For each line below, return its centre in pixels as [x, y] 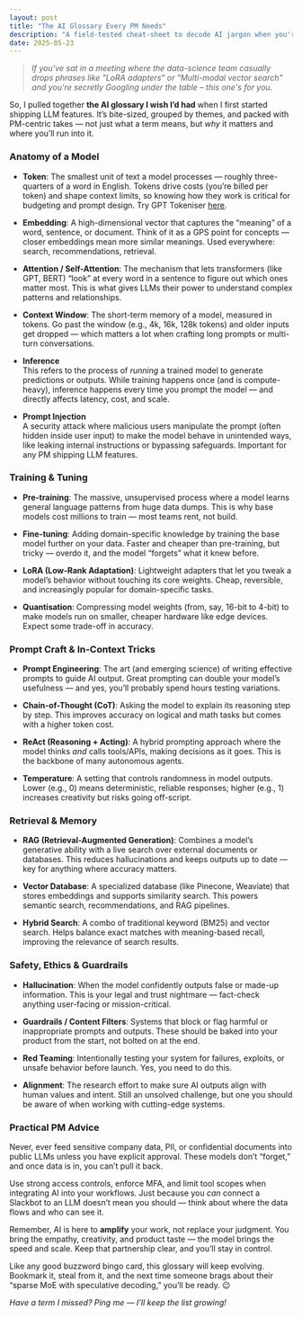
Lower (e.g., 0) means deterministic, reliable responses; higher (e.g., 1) [153, 788]
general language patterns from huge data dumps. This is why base [148, 507]
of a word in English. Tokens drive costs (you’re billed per [162, 186]
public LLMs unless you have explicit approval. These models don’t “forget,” [150, 1157]
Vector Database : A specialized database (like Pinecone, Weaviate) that [156, 886]
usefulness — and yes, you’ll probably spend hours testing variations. [151, 688]
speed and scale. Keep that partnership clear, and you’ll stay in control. [141, 1249]
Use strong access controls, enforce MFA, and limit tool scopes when [138, 1184]
